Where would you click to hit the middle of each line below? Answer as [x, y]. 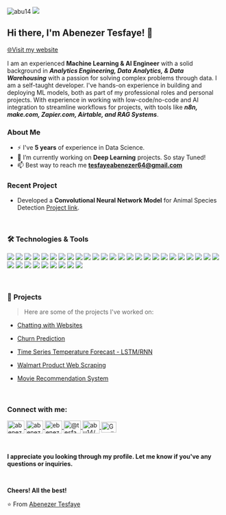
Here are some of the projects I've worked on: [89, 312]
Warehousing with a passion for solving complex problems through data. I [112, 78]
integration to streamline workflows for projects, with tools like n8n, [102, 107]
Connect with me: [37, 409]
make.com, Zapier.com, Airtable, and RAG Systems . [83, 114]
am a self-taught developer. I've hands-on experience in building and [104, 85]
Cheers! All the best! [37, 490]
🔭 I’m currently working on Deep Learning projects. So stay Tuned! [111, 157]
